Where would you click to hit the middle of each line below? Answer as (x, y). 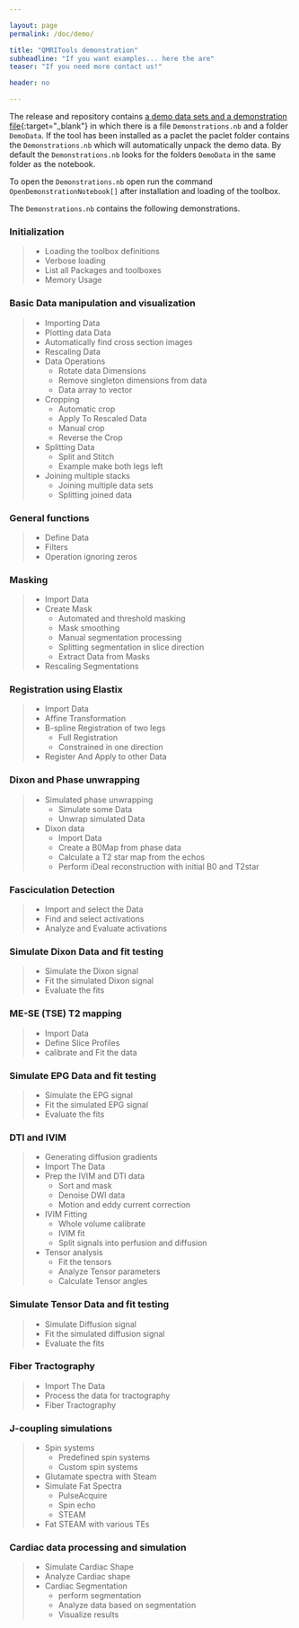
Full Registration (88, 738)
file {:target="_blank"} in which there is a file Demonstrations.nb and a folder (149, 126)
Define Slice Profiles (82, 1042)
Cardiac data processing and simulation (98, 1548)
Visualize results (88, 1615)
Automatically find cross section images (119, 341)
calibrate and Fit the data (91, 1052)
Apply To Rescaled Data (102, 418)
